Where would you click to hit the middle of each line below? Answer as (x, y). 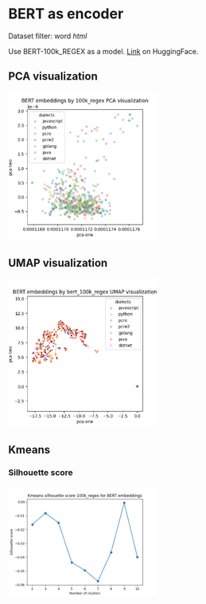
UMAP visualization (58, 263)
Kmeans (29, 450)
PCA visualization (53, 76)
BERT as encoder (66, 14)
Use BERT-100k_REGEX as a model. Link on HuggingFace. (103, 51)
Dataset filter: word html (48, 36)
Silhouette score (41, 473)
